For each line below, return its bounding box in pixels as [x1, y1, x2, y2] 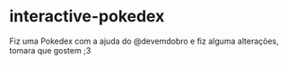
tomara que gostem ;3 [9, 45, 91, 55]
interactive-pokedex [9, 6, 165, 27]
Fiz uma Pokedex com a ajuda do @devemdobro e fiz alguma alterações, [9, 36, 280, 46]
